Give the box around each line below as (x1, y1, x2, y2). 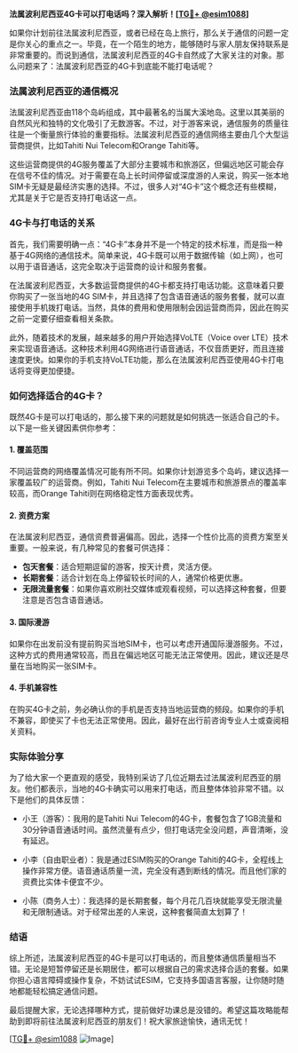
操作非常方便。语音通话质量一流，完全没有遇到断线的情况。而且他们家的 (21, 866, 286, 875)
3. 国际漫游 (9, 616, 51, 627)
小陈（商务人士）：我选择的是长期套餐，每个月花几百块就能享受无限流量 (21, 896, 283, 906)
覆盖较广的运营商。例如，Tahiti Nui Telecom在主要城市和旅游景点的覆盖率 (16, 477, 286, 487)
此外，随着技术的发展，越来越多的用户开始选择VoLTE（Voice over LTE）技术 (9, 332, 289, 343)
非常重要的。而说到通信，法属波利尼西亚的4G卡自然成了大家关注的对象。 (9, 50, 277, 60)
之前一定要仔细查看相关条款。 (9, 313, 118, 323)
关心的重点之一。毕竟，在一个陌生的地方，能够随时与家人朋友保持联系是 (24, 39, 289, 49)
